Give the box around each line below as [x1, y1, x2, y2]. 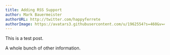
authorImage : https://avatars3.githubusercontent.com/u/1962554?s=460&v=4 [5, 21, 166, 27]
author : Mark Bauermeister [5, 12, 62, 17]
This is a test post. [5, 35, 44, 41]
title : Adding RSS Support [5, 7, 62, 13]
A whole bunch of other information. [5, 45, 81, 51]
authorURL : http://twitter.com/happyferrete [5, 17, 101, 22]
